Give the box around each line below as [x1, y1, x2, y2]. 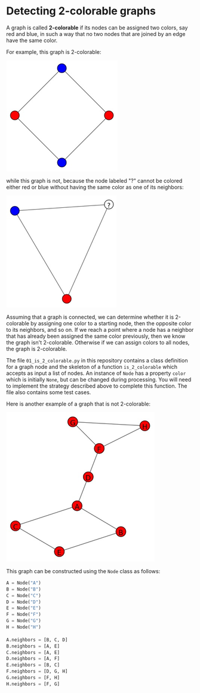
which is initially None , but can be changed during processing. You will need [6, 376, 192, 383]
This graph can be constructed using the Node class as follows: [6, 567, 161, 574]
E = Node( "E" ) [6, 605, 42, 612]
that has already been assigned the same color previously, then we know [6, 332, 186, 340]
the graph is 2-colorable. [6, 345, 67, 352]
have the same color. [6, 37, 58, 44]
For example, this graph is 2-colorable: [6, 48, 101, 55]
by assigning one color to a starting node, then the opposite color [30, 319, 192, 327]
